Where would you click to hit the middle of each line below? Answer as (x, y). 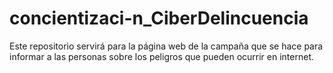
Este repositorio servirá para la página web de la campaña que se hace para (166, 46)
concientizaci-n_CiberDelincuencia (159, 18)
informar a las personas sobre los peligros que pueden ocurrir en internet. (161, 56)
